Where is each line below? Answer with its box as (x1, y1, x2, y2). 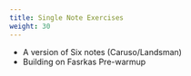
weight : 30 (9, 22, 51, 31)
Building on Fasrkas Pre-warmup (22, 56, 146, 67)
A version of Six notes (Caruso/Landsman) (22, 46, 182, 57)
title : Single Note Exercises (9, 13, 125, 23)
